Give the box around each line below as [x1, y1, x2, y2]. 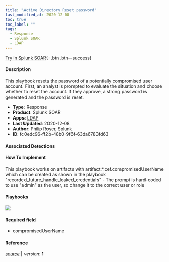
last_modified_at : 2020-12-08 [5, 12, 70, 17]
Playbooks [5, 194, 29, 200]
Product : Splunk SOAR [12, 109, 61, 115]
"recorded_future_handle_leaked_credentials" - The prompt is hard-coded [5, 177, 161, 183]
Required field [5, 217, 36, 223]
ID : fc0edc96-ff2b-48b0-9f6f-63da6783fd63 [12, 131, 109, 137]
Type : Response [12, 104, 47, 110]
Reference [5, 240, 28, 246]
